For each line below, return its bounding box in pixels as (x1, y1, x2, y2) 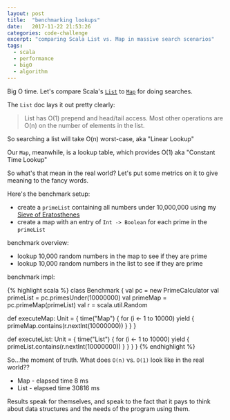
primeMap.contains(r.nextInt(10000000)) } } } (7, 321, 137, 329)
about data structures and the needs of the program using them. (7, 404, 191, 412)
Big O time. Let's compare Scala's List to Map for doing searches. (7, 87, 193, 95)
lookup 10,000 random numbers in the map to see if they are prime (17, 252, 207, 260)
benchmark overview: (7, 238, 69, 246)
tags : (7, 42, 23, 49)
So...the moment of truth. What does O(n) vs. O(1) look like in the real (7, 356, 204, 364)
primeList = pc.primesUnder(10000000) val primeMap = (7, 293, 167, 302)
